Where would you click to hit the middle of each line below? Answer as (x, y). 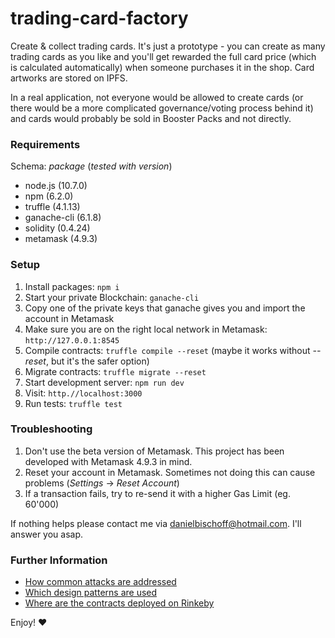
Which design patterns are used (91, 593)
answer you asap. (47, 534)
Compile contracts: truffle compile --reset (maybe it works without (167, 350)
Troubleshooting (51, 429)
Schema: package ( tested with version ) (91, 166)
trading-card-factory (99, 18)
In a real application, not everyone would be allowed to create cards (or (157, 97)
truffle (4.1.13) (52, 207)
